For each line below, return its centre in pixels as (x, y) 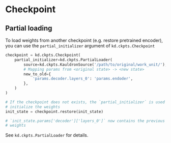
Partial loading (29, 28)
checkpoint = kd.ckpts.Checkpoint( (43, 55)
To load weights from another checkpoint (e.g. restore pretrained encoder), (84, 40)
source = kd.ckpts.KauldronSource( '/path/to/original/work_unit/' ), (95, 65)
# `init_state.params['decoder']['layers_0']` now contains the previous (85, 121)
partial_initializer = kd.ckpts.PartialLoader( (64, 60)
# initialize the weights (33, 107)
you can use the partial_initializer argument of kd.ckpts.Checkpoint (80, 46)
